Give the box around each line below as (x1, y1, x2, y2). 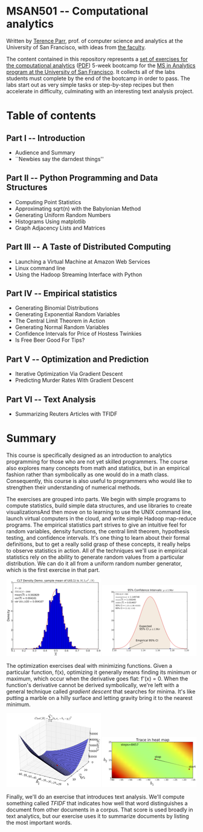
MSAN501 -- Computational (6, 4, 149, 18)
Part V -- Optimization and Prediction (6, 354, 149, 364)
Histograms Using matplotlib (14, 218, 86, 225)
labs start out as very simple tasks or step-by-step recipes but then (6, 81, 174, 88)
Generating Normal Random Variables (14, 324, 109, 331)
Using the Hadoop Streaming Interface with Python (14, 271, 143, 278)
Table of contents (6, 109, 97, 122)
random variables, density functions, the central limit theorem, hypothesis (6, 527, 190, 534)
